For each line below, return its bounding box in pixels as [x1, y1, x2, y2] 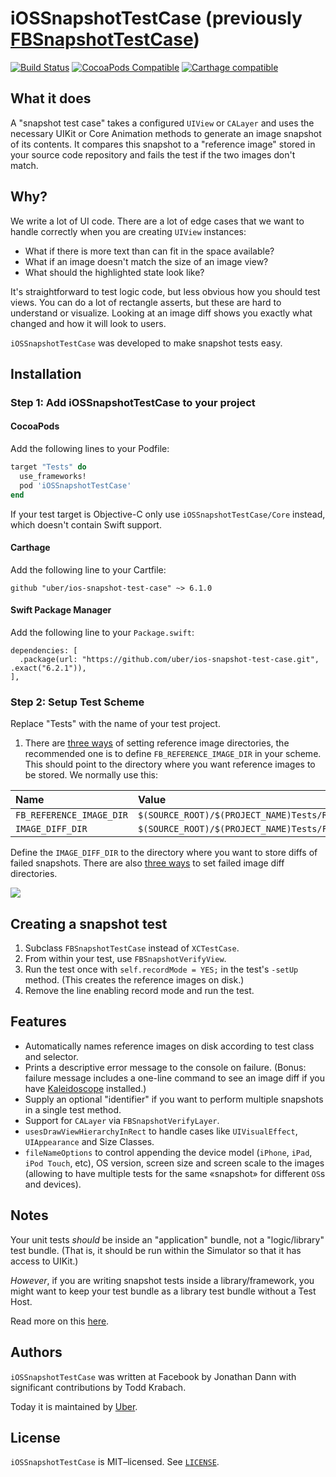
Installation [10, 365, 82, 382]
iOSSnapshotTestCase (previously [10, 7, 303, 30]
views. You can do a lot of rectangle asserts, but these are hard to [10, 296, 282, 308]
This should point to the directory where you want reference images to [24, 758, 316, 771]
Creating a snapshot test [10, 915, 168, 932]
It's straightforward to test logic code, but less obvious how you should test [10, 285, 321, 297]
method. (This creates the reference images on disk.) [24, 974, 245, 986]
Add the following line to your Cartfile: [10, 563, 167, 576]
